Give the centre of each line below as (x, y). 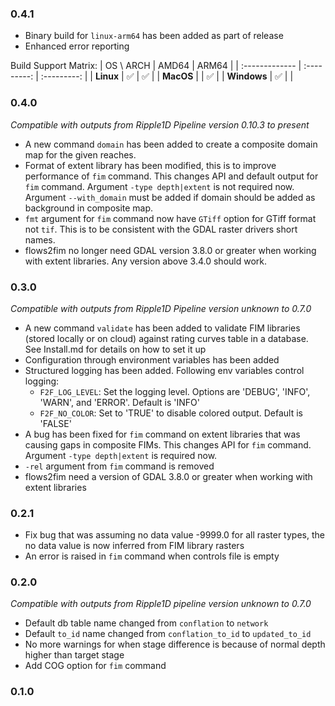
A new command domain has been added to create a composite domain (171, 144)
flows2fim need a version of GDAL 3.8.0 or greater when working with (168, 476)
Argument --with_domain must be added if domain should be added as (170, 197)
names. (40, 239)
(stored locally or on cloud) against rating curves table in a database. (166, 338)
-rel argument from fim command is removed (119, 466)
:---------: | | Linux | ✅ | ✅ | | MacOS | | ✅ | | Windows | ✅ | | (167, 76)
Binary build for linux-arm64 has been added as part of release (154, 36)
